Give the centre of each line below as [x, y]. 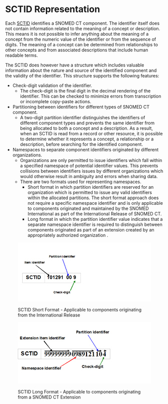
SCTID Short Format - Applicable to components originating [80, 310]
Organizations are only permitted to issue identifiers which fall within [91, 160]
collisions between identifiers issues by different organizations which [92, 171]
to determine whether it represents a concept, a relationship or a [87, 139]
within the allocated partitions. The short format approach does [93, 198]
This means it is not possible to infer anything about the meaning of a [77, 34]
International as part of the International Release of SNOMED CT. [95, 214]
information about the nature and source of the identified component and [81, 70]
